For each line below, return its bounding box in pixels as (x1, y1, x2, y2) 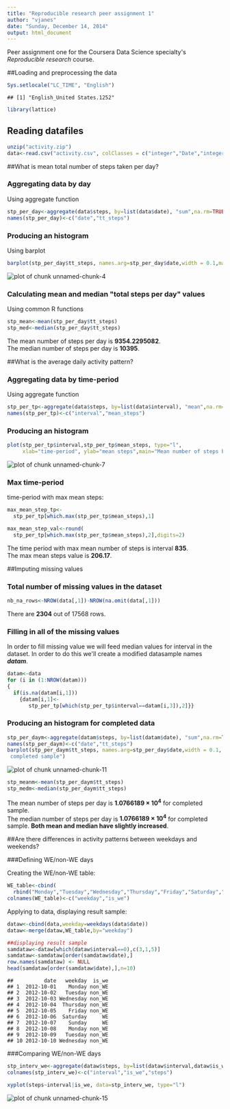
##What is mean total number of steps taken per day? (7, 162, 159, 170)
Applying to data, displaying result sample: (7, 907, 127, 915)
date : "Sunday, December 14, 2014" (7, 23, 109, 30)
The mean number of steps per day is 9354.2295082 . (7, 337, 161, 345)
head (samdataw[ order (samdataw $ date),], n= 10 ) (7, 965, 136, 972)
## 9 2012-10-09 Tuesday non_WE (7, 1031, 109, 1038)
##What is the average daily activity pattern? (7, 358, 133, 366)
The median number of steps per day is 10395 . (7, 344, 140, 352)
